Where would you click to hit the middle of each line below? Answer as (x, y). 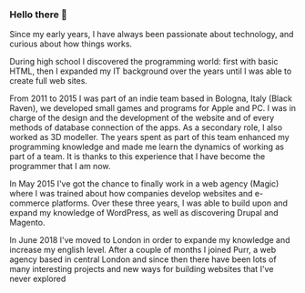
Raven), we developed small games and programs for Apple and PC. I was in (153, 108)
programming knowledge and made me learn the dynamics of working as (147, 147)
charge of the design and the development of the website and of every (142, 118)
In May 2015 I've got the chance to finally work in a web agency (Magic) (144, 184)
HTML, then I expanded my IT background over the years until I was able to (151, 71)
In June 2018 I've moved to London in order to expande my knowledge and (150, 240)
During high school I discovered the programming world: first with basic (144, 62)
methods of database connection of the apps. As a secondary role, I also (146, 127)
